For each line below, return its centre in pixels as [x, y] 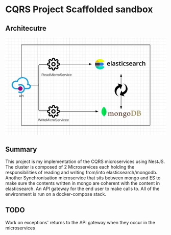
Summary [21, 149]
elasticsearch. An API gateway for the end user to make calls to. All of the [82, 189]
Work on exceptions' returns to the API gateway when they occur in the [80, 222]
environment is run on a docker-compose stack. [56, 194]
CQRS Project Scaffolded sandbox [79, 9]
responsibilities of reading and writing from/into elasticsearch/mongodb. [81, 172]
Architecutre [26, 28]
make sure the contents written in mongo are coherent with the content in [82, 183]
